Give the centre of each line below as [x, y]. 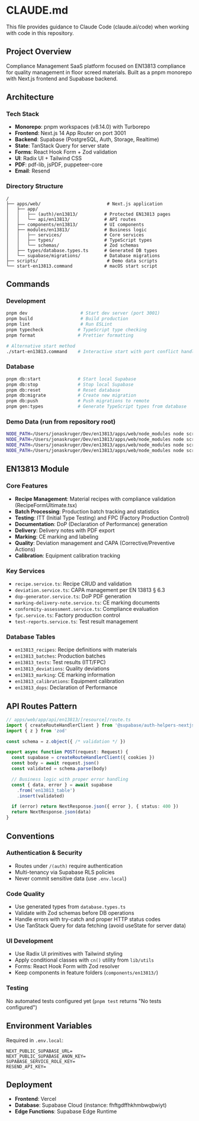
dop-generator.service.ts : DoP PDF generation [73, 596]
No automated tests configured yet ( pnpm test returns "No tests [84, 1001]
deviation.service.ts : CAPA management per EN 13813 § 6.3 [90, 590]
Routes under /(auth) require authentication [69, 866]
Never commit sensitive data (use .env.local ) [70, 878]
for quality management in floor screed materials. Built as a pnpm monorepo [99, 72]
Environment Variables [49, 1026]
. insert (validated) [41, 796]
